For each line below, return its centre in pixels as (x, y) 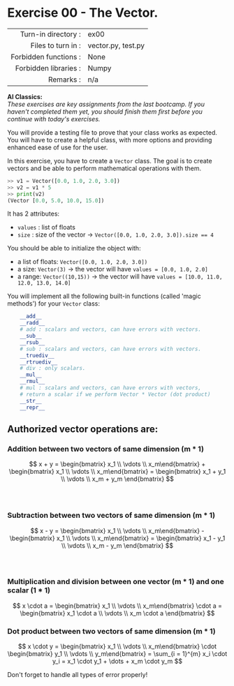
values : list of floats (46, 228)
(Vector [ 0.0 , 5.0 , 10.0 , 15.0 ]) (56, 200)
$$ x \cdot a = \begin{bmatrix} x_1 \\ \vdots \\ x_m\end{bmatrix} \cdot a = (117, 606)
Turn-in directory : (51, 34)
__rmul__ (32, 382)
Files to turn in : (56, 45)
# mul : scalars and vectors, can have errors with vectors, (110, 388)
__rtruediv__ (39, 362)
